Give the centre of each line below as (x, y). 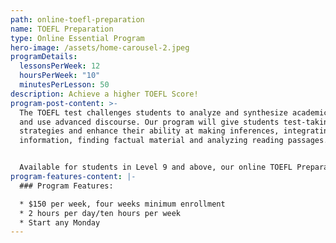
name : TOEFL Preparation (62, 29)
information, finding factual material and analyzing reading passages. (174, 141)
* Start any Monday (60, 222)
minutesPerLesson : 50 (64, 85)
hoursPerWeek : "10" (60, 76)
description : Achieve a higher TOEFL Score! (104, 94)
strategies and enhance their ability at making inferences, (149, 131)
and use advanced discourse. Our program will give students (149, 122)
